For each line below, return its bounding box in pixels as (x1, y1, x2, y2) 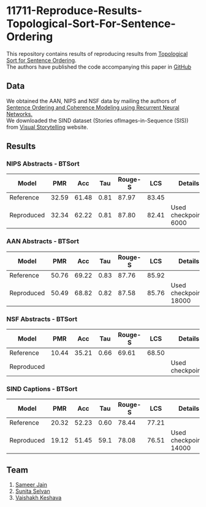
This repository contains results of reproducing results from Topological (6, 50, 188, 57)
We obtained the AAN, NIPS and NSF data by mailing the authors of (6, 97, 177, 104)
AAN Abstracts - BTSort (6, 237, 80, 246)
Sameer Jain (15, 481, 47, 489)
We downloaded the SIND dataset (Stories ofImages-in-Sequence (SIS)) (6, 117, 189, 124)
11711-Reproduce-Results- (6, 4, 142, 18)
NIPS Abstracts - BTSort (6, 160, 80, 168)
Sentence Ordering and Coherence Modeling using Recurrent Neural (6, 104, 180, 111)
